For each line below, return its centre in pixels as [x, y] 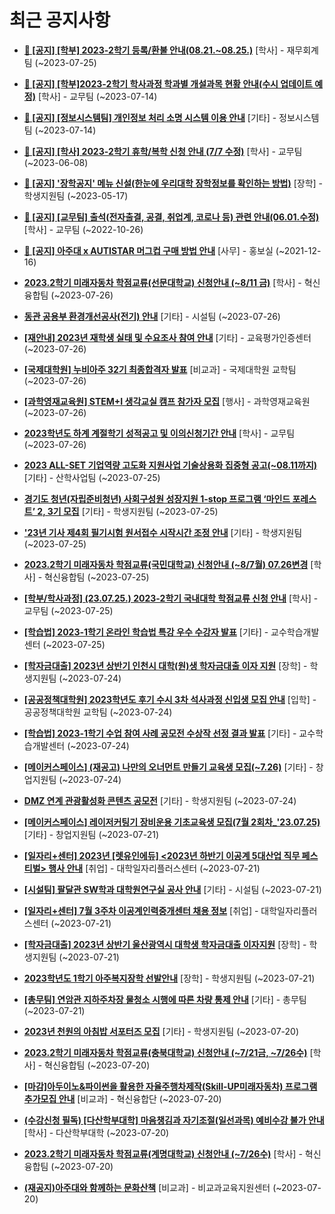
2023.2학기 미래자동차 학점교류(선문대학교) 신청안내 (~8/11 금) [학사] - [162, 282]
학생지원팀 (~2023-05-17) [76, 195]
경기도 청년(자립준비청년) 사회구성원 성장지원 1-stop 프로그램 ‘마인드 [157, 498]
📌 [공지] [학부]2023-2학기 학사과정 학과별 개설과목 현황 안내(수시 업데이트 [168, 83]
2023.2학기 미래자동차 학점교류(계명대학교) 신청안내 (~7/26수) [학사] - [163, 1153]
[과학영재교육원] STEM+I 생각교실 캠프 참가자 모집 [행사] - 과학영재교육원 [167, 401]
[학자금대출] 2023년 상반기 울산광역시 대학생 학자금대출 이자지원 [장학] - [165, 944]
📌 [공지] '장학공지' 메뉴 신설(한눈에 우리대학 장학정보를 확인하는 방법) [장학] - [173, 183]
